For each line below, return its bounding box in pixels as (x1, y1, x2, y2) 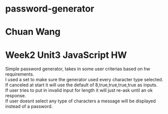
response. (5, 93, 26, 99)
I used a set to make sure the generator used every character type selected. (5, 77, 163, 83)
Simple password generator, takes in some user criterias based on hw (5, 66, 150, 72)
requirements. (5, 71, 34, 77)
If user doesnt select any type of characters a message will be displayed (5, 98, 156, 104)
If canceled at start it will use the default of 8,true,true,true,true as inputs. (5, 82, 158, 88)
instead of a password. (5, 103, 53, 109)
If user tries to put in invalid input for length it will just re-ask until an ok (5, 87, 153, 93)
